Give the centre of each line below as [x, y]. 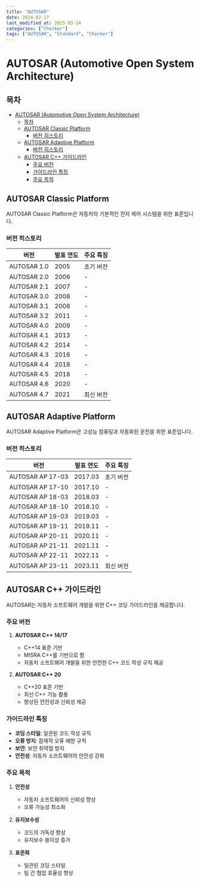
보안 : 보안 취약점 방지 [39, 748]
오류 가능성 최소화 [44, 807]
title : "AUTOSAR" [28, 12]
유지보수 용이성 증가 [47, 840]
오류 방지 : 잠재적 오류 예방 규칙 [50, 741]
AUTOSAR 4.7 [29, 395]
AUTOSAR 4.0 [29, 326]
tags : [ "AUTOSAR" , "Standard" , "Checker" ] [60, 34]
